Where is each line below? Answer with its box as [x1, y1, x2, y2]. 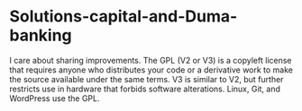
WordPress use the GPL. [9, 92, 101, 104]
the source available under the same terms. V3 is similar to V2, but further [9, 73, 284, 84]
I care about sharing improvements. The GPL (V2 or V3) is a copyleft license [9, 55, 292, 65]
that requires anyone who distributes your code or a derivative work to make [9, 64, 294, 75]
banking [9, 25, 72, 46]
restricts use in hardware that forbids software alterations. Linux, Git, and [9, 83, 281, 94]
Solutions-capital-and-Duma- [9, 6, 238, 27]
